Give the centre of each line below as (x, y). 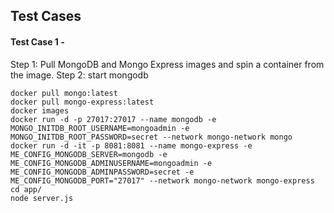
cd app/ (26, 189)
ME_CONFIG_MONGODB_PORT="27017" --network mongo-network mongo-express (162, 180)
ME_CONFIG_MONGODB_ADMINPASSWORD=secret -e (102, 172)
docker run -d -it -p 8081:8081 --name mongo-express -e (131, 145)
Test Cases (46, 16)
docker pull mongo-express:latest (82, 102)
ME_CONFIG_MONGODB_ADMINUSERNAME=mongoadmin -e (111, 163)
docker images (40, 110)
